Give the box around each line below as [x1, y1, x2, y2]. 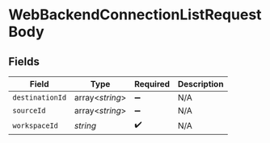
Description [177, 79, 224, 89]
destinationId [12, 93, 67, 102]
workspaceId [12, 121, 59, 130]
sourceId [12, 106, 46, 115]
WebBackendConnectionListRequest [8, 6, 262, 24]
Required [134, 79, 171, 89]
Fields [8, 55, 40, 68]
